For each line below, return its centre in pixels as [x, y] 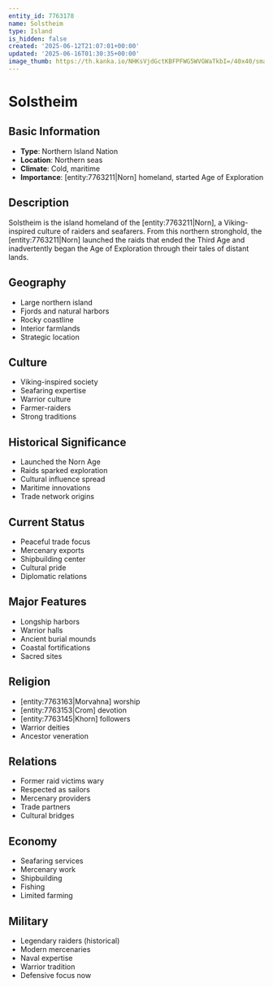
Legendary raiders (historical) [70, 941]
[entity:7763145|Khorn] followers [75, 718]
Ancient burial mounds [58, 638]
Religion [30, 682]
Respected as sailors [55, 790]
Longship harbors [50, 621]
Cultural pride [43, 568]
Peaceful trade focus [55, 542]
